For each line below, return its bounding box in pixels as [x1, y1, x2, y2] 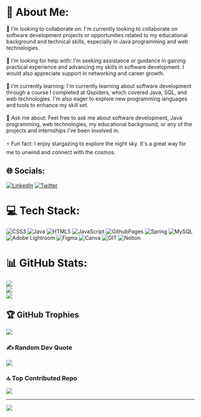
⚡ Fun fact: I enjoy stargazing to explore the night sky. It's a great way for [6, 140, 187, 147]
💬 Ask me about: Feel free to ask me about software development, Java [6, 114, 182, 121]
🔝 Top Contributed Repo [6, 374, 78, 382]
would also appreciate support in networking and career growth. [6, 69, 165, 77]
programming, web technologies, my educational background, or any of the [6, 120, 193, 127]
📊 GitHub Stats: [6, 256, 88, 270]
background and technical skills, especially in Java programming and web [6, 38, 188, 45]
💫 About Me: [6, 5, 69, 19]
